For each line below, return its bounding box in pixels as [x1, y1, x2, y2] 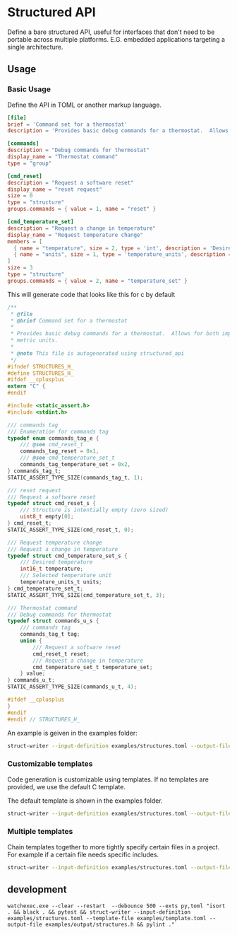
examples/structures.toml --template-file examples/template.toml [7, 914, 207, 922]
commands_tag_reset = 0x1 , [20, 448, 99, 455]
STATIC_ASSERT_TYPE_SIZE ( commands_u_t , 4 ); [7, 683, 138, 690]
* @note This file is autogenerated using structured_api [10, 349, 185, 357]
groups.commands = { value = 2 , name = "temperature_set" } [7, 277, 188, 284]
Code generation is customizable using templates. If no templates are [7, 775, 209, 784]
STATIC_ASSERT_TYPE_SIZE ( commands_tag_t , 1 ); [7, 474, 143, 481]
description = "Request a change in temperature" [7, 224, 157, 232]
